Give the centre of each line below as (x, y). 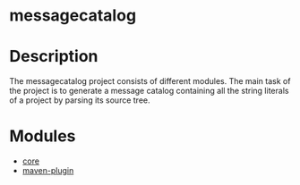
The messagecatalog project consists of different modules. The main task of (150, 81)
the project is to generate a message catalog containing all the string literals (149, 91)
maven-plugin (48, 171)
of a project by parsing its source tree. (80, 100)
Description (54, 57)
